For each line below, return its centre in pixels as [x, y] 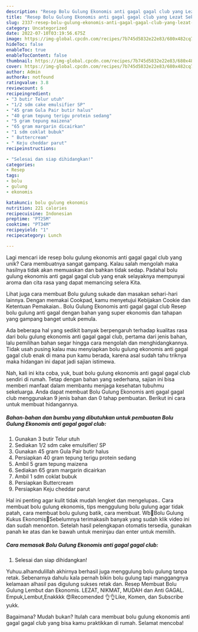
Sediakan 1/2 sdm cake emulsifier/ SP [60, 445]
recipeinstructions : [32, 148]
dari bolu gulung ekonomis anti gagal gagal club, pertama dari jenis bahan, [97, 336]
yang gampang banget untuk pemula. [52, 319]
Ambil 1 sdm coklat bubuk [46, 476]
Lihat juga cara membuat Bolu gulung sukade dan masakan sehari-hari [92, 294]
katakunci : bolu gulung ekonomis [47, 203]
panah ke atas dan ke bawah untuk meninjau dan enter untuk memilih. [91, 531]
